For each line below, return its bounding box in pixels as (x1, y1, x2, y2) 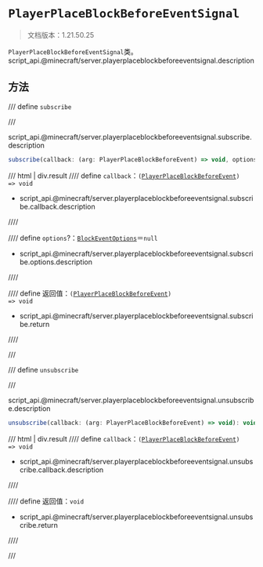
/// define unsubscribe (8, 365, 79, 374)
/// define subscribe (8, 101, 72, 111)
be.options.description (19, 257, 92, 267)
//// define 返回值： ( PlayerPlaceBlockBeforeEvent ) (8, 289, 172, 298)
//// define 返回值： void (8, 496, 85, 506)
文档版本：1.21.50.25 (27, 30, 95, 39)
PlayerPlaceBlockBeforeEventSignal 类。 (8, 46, 139, 56)
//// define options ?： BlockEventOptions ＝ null (8, 233, 158, 242)
